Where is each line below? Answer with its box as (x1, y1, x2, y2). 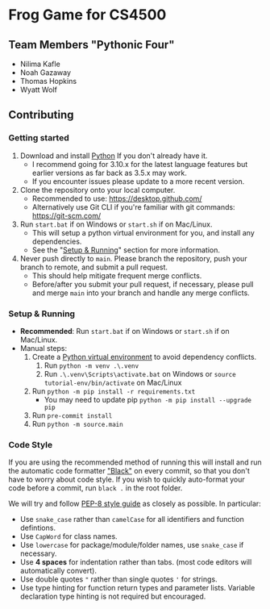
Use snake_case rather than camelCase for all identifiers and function (19, 515, 244, 524)
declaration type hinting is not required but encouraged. (19, 591, 206, 602)
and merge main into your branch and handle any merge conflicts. (31, 288, 250, 298)
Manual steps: (19, 343, 68, 352)
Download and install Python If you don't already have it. (19, 151, 208, 161)
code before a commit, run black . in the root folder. (8, 483, 183, 493)
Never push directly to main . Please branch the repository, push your (19, 253, 247, 263)
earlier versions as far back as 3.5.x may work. (31, 168, 188, 177)
